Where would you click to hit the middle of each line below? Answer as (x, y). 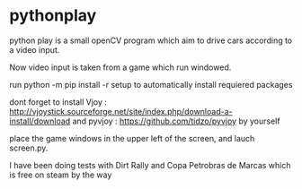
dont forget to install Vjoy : (58, 102)
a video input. (35, 49)
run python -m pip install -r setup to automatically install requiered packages (151, 84)
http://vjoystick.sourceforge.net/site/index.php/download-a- (121, 111)
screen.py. (29, 148)
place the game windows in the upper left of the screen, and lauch (132, 138)
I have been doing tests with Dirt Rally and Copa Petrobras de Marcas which (150, 165)
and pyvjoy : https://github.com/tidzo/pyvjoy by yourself (176, 121)
